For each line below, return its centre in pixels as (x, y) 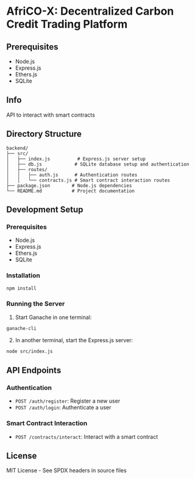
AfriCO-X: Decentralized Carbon (90, 11)
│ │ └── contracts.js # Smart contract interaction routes (88, 180)
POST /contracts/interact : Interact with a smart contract (87, 437)
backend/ (17, 148)
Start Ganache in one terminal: (53, 317)
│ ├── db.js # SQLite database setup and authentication (98, 164)
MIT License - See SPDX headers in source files (66, 470)
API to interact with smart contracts (51, 115)
